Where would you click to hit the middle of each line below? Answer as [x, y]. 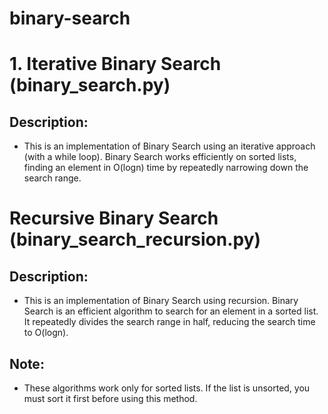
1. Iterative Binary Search [115, 64]
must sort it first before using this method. [110, 398]
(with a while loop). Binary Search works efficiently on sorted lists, [160, 157]
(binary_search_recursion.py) [135, 239]
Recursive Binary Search [114, 218]
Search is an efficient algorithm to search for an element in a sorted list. [171, 311]
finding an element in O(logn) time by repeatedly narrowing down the [166, 168]
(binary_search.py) [90, 85]
